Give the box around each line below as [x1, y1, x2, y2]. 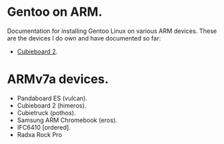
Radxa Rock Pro [16, 130, 62, 139]
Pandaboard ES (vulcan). [16, 94, 88, 102]
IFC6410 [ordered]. [16, 123, 71, 131]
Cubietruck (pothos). [16, 108, 77, 117]
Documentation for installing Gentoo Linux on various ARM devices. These [7, 27, 217, 35]
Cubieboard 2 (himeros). [16, 101, 87, 110]
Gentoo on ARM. [7, 4, 103, 20]
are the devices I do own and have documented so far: [7, 34, 161, 42]
